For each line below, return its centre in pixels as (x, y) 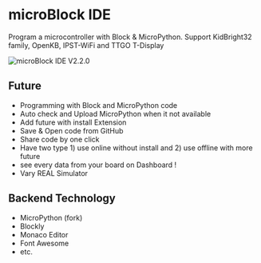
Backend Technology (62, 199)
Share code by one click (59, 139)
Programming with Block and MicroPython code (99, 105)
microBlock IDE (60, 15)
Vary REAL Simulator (54, 173)
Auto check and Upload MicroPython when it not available (115, 114)
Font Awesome (44, 243)
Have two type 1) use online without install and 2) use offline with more (136, 147)
